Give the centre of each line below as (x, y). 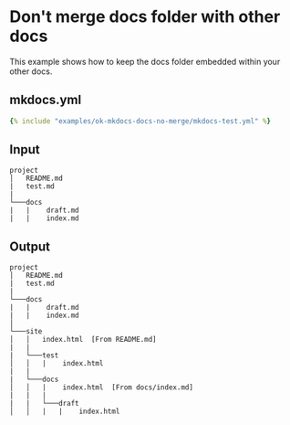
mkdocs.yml (46, 100)
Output (30, 246)
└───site (26, 332)
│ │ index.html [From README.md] (83, 340)
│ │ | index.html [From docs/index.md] (102, 388)
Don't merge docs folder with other (145, 17)
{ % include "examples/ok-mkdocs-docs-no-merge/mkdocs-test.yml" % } (140, 121)
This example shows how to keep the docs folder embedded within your (145, 61)
